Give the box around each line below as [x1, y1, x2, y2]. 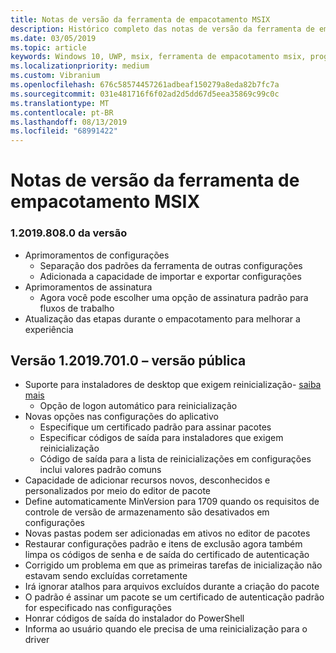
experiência [24, 323, 74, 335]
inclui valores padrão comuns [39, 464, 162, 476]
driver [24, 634, 50, 646]
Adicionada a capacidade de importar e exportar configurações [39, 270, 302, 282]
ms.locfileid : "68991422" [10, 126, 118, 136]
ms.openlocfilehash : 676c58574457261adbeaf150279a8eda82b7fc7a [10, 80, 280, 90]
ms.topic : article [10, 42, 87, 53]
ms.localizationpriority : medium [10, 61, 150, 71]
